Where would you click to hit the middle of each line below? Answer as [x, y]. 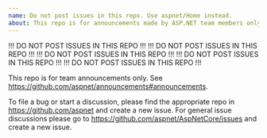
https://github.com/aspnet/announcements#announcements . [108, 86]
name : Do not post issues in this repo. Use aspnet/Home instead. [120, 15]
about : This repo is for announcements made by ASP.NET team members [126, 23]
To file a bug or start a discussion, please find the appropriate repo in [122, 102]
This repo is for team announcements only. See [85, 78]
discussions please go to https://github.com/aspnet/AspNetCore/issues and [133, 118]
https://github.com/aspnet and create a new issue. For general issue [120, 110]
